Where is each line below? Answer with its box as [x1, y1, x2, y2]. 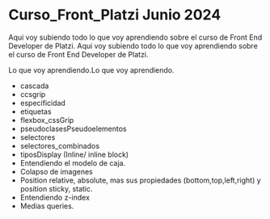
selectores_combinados [19, 141, 99, 150]
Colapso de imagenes [19, 166, 93, 176]
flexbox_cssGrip [19, 115, 74, 124]
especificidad [19, 98, 66, 107]
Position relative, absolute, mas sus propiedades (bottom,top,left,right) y [19, 175, 261, 185]
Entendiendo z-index [19, 192, 91, 202]
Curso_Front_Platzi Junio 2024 [8, 6, 221, 24]
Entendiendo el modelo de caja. [19, 158, 126, 167]
